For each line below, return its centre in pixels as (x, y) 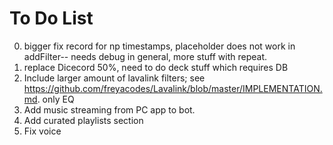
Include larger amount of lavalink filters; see (114, 78)
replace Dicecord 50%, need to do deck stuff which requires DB (156, 67)
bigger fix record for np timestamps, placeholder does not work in (159, 46)
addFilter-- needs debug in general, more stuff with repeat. (145, 56)
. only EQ (56, 99)
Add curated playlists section (83, 120)
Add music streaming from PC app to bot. (109, 109)
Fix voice (42, 131)
